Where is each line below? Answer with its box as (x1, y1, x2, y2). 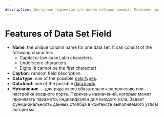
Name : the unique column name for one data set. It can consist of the (12, 44, 152, 50)
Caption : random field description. (12, 70, 82, 76)
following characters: (12, 49, 55, 55)
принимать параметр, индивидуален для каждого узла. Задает (12, 96, 144, 102)
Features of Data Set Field (5, 28, 112, 39)
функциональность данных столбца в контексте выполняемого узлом (12, 101, 159, 107)
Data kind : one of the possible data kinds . (12, 80, 97, 86)
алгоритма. (12, 106, 36, 112)
